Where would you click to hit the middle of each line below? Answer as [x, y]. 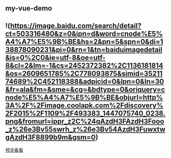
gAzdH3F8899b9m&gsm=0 [51, 137]
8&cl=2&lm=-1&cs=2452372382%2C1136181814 [84, 65]
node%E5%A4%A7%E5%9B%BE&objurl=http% [84, 97]
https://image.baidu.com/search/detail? [76, 26]
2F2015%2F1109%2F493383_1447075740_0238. [86, 113]
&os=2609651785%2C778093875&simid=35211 [84, 73]
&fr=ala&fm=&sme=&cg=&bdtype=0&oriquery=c [85, 89]
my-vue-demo [29, 8]
